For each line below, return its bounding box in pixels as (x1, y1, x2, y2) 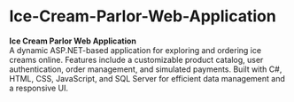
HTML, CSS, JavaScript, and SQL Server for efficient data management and (9, 73, 286, 83)
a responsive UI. (9, 82, 69, 93)
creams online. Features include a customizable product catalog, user (9, 54, 264, 65)
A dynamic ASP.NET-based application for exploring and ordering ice (9, 44, 262, 55)
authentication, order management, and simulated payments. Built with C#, (9, 64, 282, 75)
